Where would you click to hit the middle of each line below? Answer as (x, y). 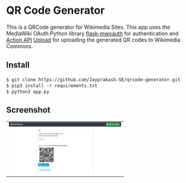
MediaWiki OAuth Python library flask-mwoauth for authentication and (92, 33)
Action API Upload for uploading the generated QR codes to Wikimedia (93, 40)
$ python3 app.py (28, 91)
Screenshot (28, 110)
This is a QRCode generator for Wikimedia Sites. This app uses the (88, 27)
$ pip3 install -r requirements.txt (52, 85)
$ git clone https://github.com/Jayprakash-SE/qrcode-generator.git (93, 79)
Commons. (20, 46)
